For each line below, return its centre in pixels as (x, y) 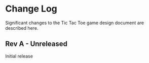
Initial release (19, 56)
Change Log (31, 9)
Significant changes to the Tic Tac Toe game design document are (75, 23)
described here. (22, 28)
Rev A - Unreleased (36, 44)
